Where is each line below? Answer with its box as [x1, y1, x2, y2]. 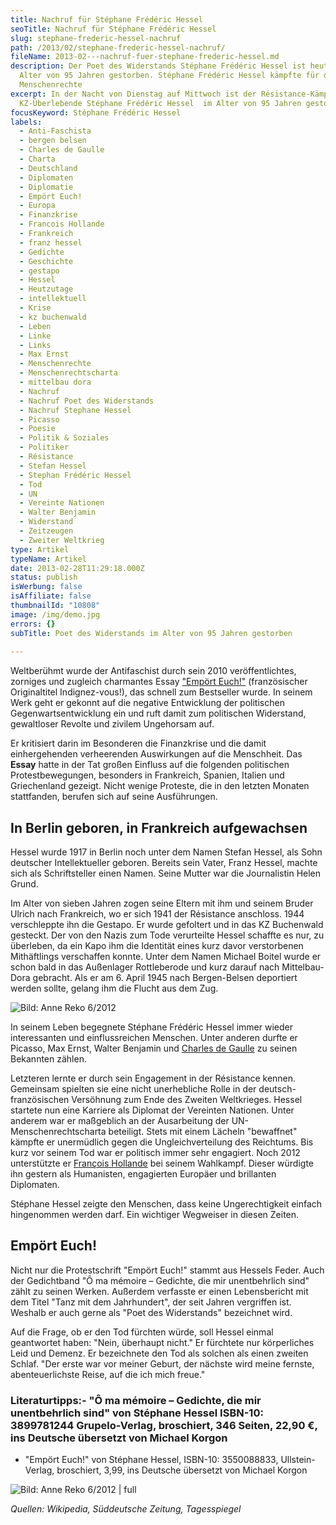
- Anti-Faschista [19, 126, 92, 136]
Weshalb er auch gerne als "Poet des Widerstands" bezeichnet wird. [10, 1306, 293, 1318]
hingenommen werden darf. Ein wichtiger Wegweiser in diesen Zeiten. [10, 1209, 300, 1221]
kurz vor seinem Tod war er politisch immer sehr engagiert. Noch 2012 [10, 1147, 301, 1159]
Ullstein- [280, 1454, 316, 1466]
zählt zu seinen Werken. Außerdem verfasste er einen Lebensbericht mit [10, 1285, 309, 1297]
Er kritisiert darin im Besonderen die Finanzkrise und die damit [10, 737, 267, 750]
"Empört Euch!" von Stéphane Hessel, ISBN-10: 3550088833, [24, 1454, 279, 1466]
